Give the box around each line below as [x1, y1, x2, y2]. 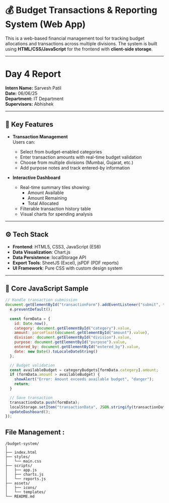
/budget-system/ [5, 441, 39, 446]
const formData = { [10, 316, 51, 321]
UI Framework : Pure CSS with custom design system [12, 265, 123, 271]
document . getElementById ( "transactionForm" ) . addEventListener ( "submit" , [5, 302, 161, 307]
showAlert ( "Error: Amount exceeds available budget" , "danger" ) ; [14, 377, 154, 382]
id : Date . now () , [14, 321, 49, 326]
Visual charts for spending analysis [20, 211, 93, 217]
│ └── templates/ [5, 489, 46, 495]
